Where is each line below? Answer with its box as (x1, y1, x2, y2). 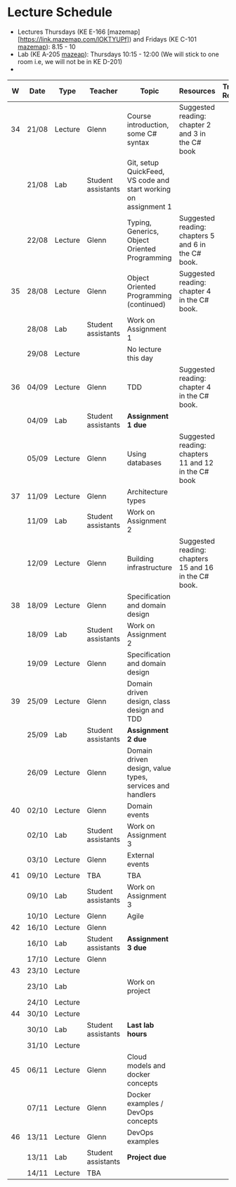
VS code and (126, 175, 170, 185)
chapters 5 (178, 230, 216, 240)
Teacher (89, 86, 118, 96)
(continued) (126, 299, 166, 309)
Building (126, 553, 155, 563)
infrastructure (126, 563, 173, 572)
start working (126, 184, 171, 194)
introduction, (126, 120, 169, 130)
